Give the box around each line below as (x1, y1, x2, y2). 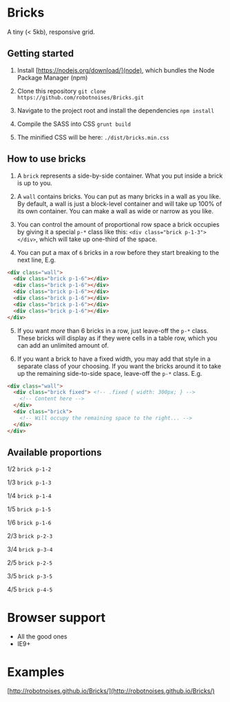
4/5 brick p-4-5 (7, 585, 53, 594)
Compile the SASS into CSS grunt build (17, 120, 131, 128)
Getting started (7, 48, 74, 59)
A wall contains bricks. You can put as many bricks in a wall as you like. (17, 192, 221, 200)
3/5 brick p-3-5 (7, 572, 53, 580)
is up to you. (17, 178, 53, 187)
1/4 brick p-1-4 (7, 492, 52, 500)
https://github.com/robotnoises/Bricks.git (17, 94, 145, 101)
